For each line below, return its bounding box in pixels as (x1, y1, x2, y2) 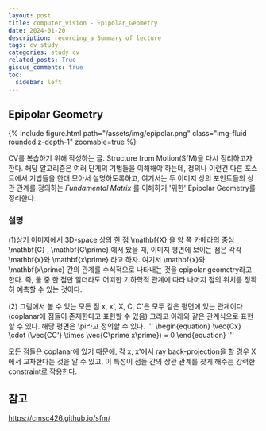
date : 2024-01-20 (8, 26, 66, 34)
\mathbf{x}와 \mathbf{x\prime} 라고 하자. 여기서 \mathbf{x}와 (8, 254, 206, 264)
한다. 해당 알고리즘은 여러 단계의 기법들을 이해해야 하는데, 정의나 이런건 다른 (8, 164, 244, 173)
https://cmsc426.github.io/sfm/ (8, 414, 111, 423)
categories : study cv (8, 49, 80, 56)
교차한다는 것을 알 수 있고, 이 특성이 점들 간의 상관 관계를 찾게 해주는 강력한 (22, 356, 256, 366)
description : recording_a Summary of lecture (8, 33, 161, 42)
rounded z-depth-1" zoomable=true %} (8, 137, 137, 147)
